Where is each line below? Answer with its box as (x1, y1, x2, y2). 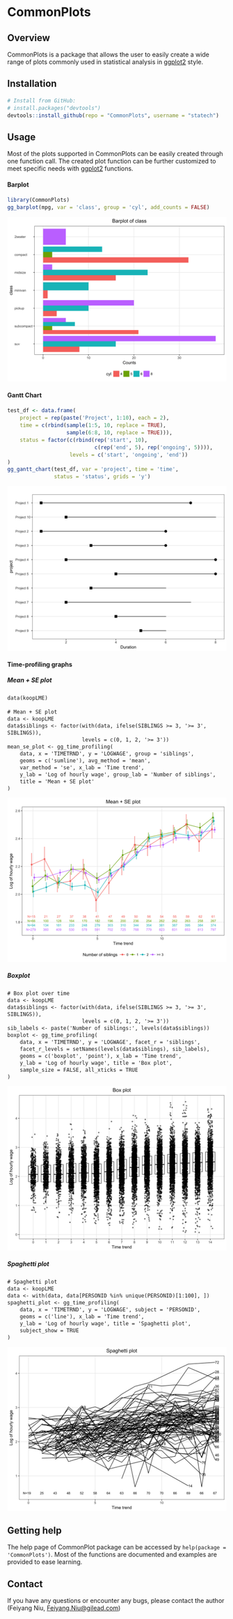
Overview (7, 32, 51, 44)
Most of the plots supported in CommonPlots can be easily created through (7, 150, 224, 158)
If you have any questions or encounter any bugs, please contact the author (7, 1597, 225, 1605)
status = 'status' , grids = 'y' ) (54, 473, 151, 480)
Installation (7, 78, 57, 90)
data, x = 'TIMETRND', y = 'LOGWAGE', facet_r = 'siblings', (19, 1038, 200, 1045)
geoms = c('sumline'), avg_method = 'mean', (19, 757, 151, 764)
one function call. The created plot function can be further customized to (7, 157, 216, 166)
